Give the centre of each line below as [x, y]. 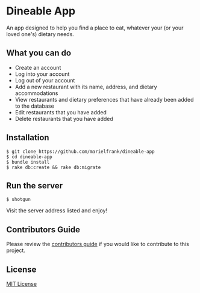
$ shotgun [19, 200]
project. [16, 250]
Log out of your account [45, 80]
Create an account [38, 67]
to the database [34, 106]
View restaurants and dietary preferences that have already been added [104, 99]
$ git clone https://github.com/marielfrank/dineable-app [80, 152]
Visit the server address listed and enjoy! [57, 211]
